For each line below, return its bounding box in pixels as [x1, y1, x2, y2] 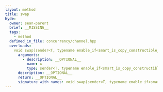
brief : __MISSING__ [9, 25, 49, 30]
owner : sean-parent [9, 20, 49, 26]
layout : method [5, 7, 36, 12]
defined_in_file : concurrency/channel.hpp [9, 39, 97, 44]
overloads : [9, 43, 32, 48]
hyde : [5, 16, 16, 21]
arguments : [17, 52, 40, 57]
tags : [9, 30, 21, 35]
